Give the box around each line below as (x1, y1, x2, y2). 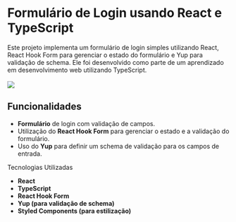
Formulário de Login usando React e (7, 5, 223, 21)
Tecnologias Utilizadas (7, 163, 73, 171)
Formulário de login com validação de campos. (17, 119, 156, 128)
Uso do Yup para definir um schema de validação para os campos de (17, 142, 220, 150)
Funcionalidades (7, 101, 82, 113)
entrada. (17, 149, 42, 158)
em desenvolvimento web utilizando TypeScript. (7, 66, 147, 74)
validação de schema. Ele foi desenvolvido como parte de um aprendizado (7, 58, 224, 66)
